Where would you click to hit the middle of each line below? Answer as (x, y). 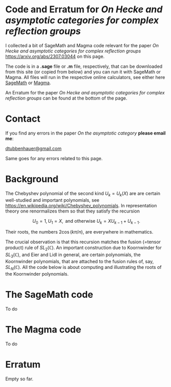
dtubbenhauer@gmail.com (33, 148)
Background (32, 179)
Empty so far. (19, 379)
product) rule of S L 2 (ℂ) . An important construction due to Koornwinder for (83, 248)
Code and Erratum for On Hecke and (84, 9)
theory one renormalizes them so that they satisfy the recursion (73, 211)
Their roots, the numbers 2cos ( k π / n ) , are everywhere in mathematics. (79, 232)
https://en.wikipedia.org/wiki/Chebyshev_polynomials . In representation (81, 205)
